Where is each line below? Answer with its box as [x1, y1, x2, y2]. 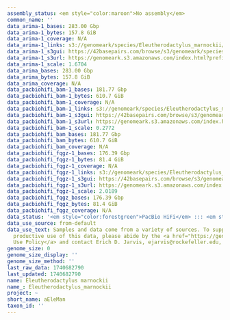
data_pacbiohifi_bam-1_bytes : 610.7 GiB [7, 93, 125, 100]
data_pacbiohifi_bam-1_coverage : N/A [7, 99, 115, 106]
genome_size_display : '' [7, 252, 78, 258]
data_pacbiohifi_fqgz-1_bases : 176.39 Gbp [7, 150, 130, 157]
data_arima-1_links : [7, 42, 66, 49]
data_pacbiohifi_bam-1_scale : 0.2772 [7, 124, 115, 131]
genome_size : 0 [7, 245, 51, 252]
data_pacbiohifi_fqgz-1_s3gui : [7, 175, 97, 182]
